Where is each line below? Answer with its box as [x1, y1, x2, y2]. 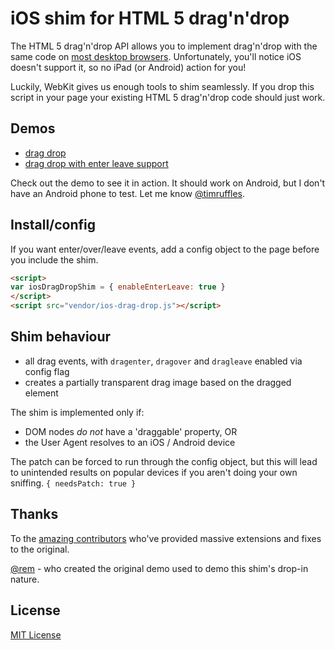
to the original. [10, 543, 70, 555]
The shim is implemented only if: [10, 406, 145, 418]
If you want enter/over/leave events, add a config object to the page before [10, 243, 320, 255]
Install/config [10, 217, 97, 234]
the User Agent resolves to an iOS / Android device [24, 436, 236, 448]
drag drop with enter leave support [24, 157, 169, 169]
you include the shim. [10, 253, 99, 266]
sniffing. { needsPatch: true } [10, 477, 137, 489]
